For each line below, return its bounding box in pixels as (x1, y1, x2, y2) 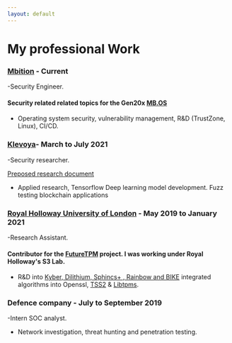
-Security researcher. (7, 155, 69, 164)
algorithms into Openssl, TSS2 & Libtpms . (17, 281, 139, 289)
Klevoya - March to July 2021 (7, 140, 108, 150)
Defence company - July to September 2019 (7, 298, 163, 308)
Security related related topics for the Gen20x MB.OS (7, 99, 168, 107)
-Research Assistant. (7, 233, 69, 242)
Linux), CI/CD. (17, 122, 59, 130)
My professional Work (7, 40, 140, 57)
